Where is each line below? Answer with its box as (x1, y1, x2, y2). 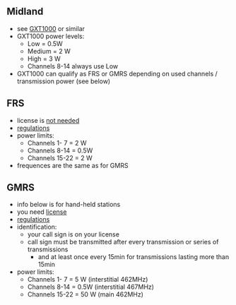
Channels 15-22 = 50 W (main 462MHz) (27, 290, 144, 299)
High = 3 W (27, 54, 61, 63)
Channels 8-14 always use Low (27, 61, 119, 70)
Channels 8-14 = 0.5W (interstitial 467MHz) (27, 282, 155, 292)
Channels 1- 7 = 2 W (27, 138, 87, 147)
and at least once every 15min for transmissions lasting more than (37, 253, 230, 261)
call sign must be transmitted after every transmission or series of (27, 238, 219, 246)
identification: (16, 222, 57, 232)
